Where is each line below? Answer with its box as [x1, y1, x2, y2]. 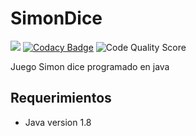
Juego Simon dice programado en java [10, 60, 170, 72]
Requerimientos [10, 90, 112, 107]
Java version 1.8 [24, 116, 92, 128]
